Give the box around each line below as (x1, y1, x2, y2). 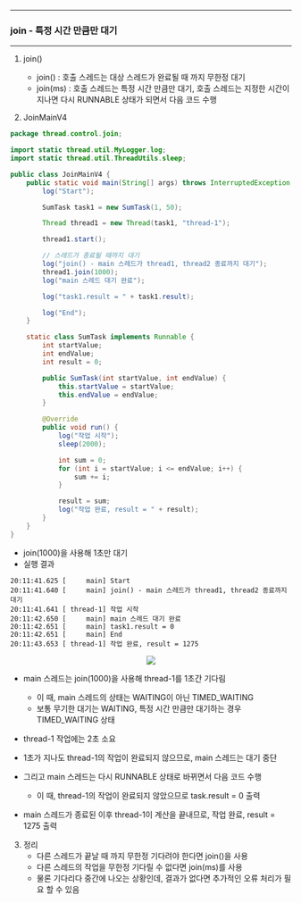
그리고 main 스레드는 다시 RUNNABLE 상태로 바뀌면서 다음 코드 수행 (22, 771, 263, 782)
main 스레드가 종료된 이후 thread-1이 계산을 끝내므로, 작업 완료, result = (22, 809, 276, 820)
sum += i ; (73, 472, 111, 481)
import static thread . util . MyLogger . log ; (10, 146, 167, 155)
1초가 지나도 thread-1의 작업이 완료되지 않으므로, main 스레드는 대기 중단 (22, 752, 278, 763)
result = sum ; (57, 497, 111, 506)
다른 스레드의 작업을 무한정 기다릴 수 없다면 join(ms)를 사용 (36, 861, 243, 872)
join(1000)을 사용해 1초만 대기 (22, 547, 129, 558)
